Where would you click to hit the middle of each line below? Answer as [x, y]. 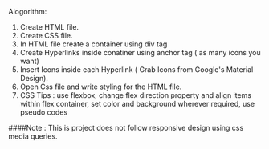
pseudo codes [44, 112]
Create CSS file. [47, 36]
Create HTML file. [49, 27]
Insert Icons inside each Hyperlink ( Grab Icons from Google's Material [137, 70]
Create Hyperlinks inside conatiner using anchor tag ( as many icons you [140, 52]
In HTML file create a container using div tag [94, 44]
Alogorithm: [28, 12]
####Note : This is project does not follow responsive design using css [126, 128]
